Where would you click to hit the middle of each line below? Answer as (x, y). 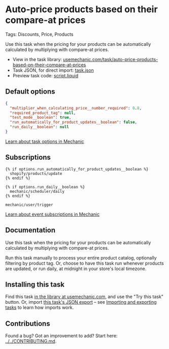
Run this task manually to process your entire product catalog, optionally (81, 257)
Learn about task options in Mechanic (45, 141)
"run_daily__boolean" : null (40, 127)
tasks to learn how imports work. (40, 308)
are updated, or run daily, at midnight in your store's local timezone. (76, 269)
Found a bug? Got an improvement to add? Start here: (61, 336)
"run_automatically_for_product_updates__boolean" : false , (74, 122)
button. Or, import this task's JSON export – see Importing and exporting (81, 302)
